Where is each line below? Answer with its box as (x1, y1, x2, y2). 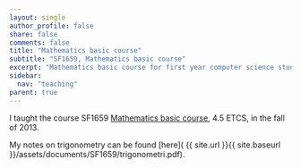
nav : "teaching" (17, 80, 78, 88)
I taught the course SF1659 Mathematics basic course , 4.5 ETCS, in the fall (9, 113, 285, 123)
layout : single (9, 13, 66, 22)
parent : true (9, 88, 58, 97)
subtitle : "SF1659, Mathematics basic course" (9, 55, 186, 63)
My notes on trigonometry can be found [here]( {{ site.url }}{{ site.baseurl (9, 139, 280, 150)
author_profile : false (9, 21, 94, 30)
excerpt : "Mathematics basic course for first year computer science (9, 63, 275, 72)
